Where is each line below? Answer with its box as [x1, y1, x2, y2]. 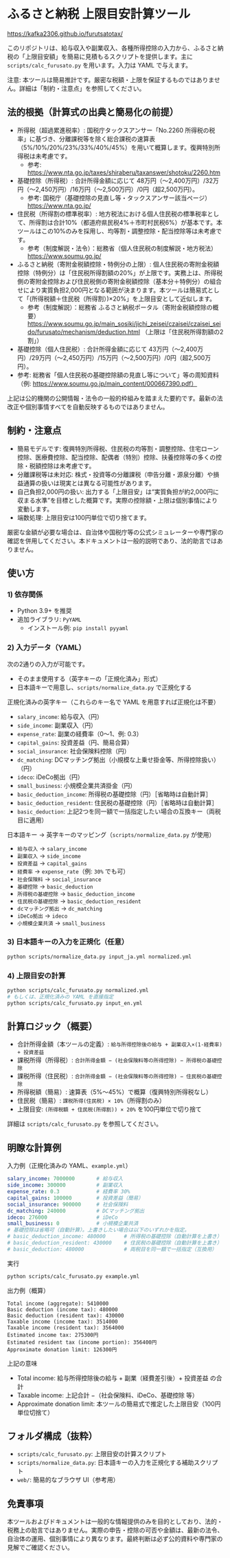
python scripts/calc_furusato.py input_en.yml [7, 1000, 143, 1006]
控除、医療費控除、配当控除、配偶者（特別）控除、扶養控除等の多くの [16, 453, 216, 461]
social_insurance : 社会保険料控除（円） [16, 747, 130, 755]
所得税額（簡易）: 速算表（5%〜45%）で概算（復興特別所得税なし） [16, 1088, 212, 1096]
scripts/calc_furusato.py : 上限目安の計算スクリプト [16, 1450, 167, 1458]
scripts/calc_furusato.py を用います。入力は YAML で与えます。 [7, 61, 192, 69]
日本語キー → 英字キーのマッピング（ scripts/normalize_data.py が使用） [7, 830, 216, 838]
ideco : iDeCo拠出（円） [16, 773, 84, 781]
